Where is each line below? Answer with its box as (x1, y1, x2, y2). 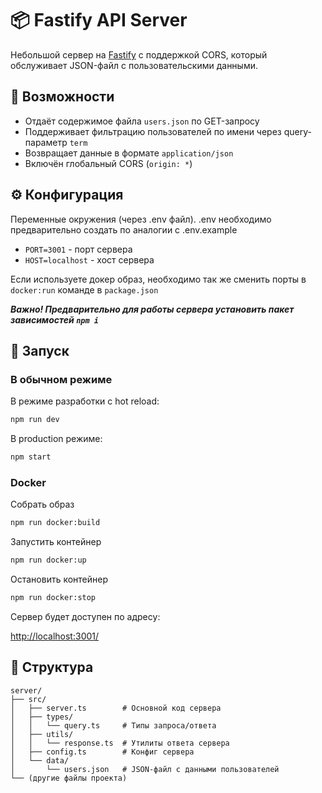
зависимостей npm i (10, 313, 99, 326)
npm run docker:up (10, 555, 87, 566)
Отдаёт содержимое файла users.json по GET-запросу (24, 115, 260, 127)
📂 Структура (10, 659, 94, 676)
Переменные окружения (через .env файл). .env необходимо (10, 213, 272, 225)
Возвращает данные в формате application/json (24, 147, 234, 159)
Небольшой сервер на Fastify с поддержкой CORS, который (10, 48, 268, 61)
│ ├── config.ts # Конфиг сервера (10, 747, 195, 757)
